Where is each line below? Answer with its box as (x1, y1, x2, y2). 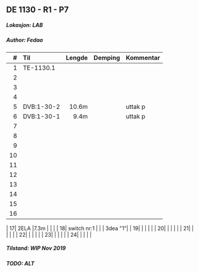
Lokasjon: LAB (6, 21, 43, 29)
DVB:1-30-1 (23, 112, 60, 120)
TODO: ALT (6, 259, 35, 267)
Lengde (65, 53, 88, 62)
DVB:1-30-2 (23, 102, 60, 111)
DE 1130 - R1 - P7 (6, 5, 69, 15)
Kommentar (125, 53, 160, 62)
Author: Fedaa (6, 36, 43, 44)
